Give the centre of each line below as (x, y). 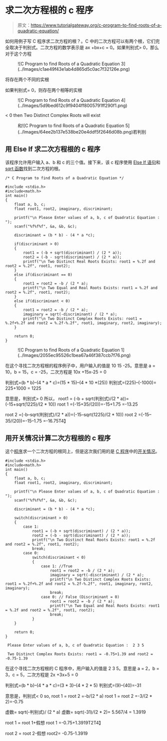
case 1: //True (56, 566)
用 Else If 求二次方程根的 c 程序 (53, 149)
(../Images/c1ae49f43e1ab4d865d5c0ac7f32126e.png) (74, 69)
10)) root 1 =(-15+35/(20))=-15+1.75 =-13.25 (93, 404)
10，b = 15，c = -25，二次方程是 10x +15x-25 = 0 (56, 372)
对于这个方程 (18, 54)
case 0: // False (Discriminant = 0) (80, 597)
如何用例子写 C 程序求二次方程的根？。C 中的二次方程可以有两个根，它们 (80, 41)
